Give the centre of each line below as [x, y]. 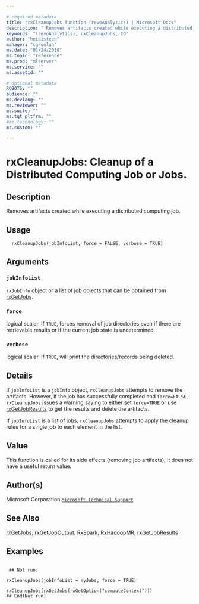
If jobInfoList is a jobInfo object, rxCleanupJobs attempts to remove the [94, 390]
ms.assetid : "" [25, 72]
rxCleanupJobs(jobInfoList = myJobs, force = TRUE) [71, 581]
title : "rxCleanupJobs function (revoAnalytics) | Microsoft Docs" [91, 22]
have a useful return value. [39, 466]
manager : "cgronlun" [32, 45]
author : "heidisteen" [33, 39]
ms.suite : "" [22, 111]
